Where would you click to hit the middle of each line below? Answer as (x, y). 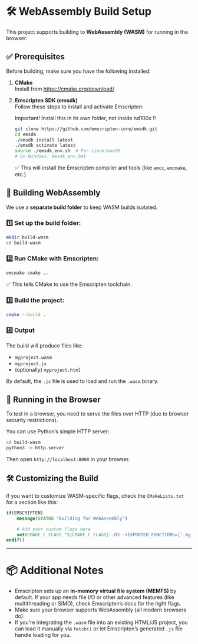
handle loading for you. (43, 635)
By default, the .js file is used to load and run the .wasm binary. (82, 381)
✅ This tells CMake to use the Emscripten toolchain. (69, 284)
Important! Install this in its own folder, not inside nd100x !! (85, 118)
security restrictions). (32, 420)
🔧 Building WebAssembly (53, 193)
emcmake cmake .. (27, 273)
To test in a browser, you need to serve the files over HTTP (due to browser (98, 414)
